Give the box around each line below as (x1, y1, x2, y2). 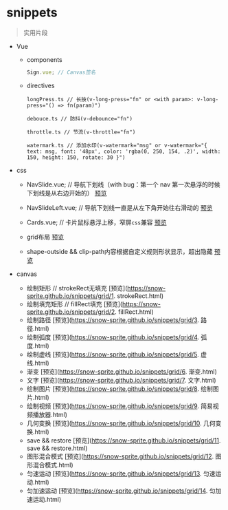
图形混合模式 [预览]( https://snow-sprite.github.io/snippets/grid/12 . (26, 452, 214, 460)
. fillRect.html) (115, 308, 154, 316)
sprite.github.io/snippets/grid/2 (26, 308, 115, 316)
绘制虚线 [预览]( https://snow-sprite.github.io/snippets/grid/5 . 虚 (26, 350, 207, 359)
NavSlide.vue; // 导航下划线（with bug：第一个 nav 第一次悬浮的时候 (26, 180, 220, 189)
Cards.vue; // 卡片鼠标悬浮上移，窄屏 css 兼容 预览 (26, 218, 167, 226)
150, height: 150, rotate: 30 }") (26, 153, 126, 161)
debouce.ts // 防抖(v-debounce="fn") (26, 115, 133, 122)
